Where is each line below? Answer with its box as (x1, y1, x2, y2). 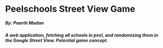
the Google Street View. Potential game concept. (5, 38, 108, 44)
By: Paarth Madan (5, 20, 44, 25)
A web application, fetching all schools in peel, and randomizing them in (5, 32, 159, 38)
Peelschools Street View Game (5, 3, 136, 15)
